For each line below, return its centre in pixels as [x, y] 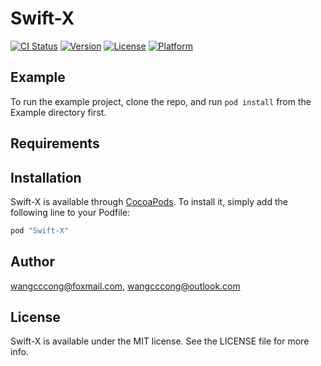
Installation [46, 177]
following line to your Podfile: [70, 212]
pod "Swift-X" [40, 230]
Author [32, 262]
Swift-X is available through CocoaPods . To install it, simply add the [149, 201]
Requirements [55, 143]
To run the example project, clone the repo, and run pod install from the [161, 101]
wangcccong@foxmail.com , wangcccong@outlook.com [125, 286]
